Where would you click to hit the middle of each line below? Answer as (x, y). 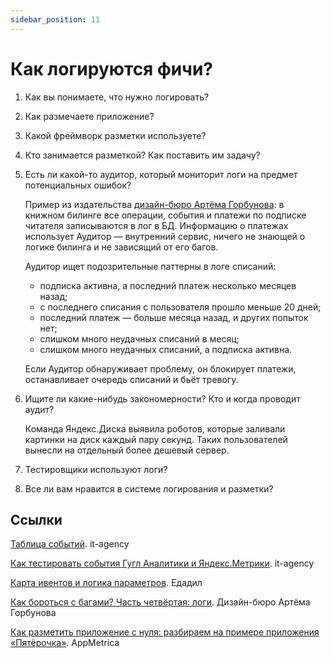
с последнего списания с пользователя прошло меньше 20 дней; (180, 307)
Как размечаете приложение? (89, 116)
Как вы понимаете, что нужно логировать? (117, 97)
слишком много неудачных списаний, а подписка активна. (166, 349)
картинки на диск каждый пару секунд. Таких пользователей (156, 439)
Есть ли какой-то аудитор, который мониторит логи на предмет (161, 174)
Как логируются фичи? (112, 68)
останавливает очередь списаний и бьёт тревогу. (131, 379)
